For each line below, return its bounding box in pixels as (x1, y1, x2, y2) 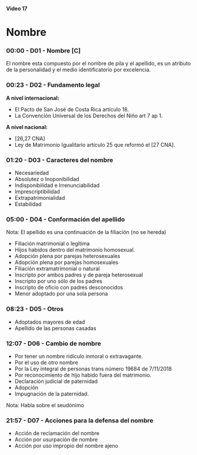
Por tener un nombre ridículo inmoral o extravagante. (14, 352, 143, 360)
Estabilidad (14, 200, 42, 208)
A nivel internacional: (6, 94, 60, 101)
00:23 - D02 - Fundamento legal (6, 81, 100, 89)
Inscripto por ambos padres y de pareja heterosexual (14, 271, 143, 279)
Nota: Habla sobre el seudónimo (6, 401, 84, 408)
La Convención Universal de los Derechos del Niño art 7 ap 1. (14, 112, 163, 119)
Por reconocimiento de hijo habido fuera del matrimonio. (14, 371, 152, 378)
